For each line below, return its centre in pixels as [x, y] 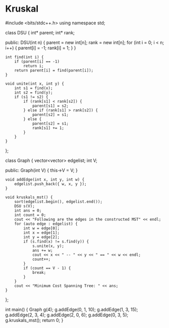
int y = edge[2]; [41, 237]
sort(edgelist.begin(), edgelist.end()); [58, 201]
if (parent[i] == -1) [37, 61]
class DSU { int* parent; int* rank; [40, 32]
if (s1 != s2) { [32, 97]
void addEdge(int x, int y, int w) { [45, 179]
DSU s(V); [25, 206]
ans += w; [42, 250]
